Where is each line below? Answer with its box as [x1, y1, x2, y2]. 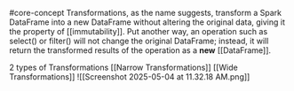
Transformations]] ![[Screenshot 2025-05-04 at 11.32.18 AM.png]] [9, 72, 250, 82]
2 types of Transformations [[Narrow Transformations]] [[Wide [9, 62, 238, 72]
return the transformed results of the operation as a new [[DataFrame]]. [9, 45, 272, 56]
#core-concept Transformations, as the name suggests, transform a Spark [9, 8, 282, 18]
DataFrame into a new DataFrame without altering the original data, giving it [9, 17, 286, 27]
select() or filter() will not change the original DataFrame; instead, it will [9, 35, 269, 46]
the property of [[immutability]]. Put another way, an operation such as [9, 27, 268, 36]
